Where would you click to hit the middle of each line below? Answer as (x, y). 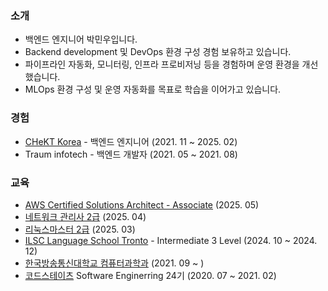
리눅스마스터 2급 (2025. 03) (80, 229)
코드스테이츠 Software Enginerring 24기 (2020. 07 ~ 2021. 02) (150, 275)
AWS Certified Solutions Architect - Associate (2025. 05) (142, 204)
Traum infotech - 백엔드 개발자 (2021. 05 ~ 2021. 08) (131, 154)
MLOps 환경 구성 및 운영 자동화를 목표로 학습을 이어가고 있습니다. (153, 89)
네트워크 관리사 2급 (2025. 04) (85, 216)
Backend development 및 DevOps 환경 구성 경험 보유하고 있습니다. (158, 52)
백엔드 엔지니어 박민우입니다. (81, 39)
